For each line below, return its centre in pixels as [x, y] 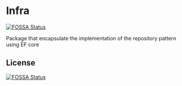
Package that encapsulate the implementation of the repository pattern [91, 38]
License [21, 63]
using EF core [23, 44]
